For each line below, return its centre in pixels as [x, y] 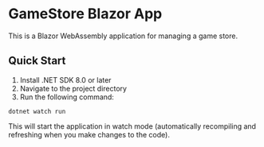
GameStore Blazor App [85, 14]
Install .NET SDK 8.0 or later [65, 79]
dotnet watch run [37, 111]
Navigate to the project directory [73, 88]
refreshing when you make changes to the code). [89, 134]
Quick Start [37, 61]
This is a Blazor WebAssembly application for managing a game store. [123, 36]
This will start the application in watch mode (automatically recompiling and [132, 126]
